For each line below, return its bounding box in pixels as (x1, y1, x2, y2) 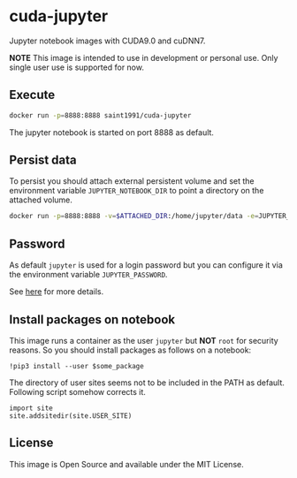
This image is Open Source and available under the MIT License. (9, 459, 245, 469)
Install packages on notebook (9, 312, 175, 327)
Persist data (9, 153, 77, 168)
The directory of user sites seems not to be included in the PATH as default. (9, 377, 286, 388)
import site (9, 404, 53, 413)
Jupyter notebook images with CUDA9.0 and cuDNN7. (9, 35, 206, 46)
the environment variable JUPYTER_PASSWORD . (9, 269, 168, 280)
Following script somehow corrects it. (9, 386, 146, 397)
